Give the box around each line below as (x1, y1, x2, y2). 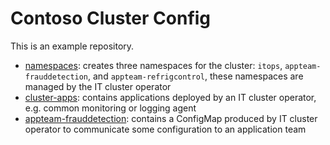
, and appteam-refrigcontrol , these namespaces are (88, 70, 304, 82)
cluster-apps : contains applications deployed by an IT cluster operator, (24, 91, 317, 103)
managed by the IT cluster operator (24, 80, 172, 92)
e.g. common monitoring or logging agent (24, 102, 197, 114)
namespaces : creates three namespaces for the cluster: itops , (24, 59, 283, 71)
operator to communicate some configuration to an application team (24, 123, 307, 135)
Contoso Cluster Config (10, 7, 212, 30)
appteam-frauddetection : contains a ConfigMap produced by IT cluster (24, 112, 318, 124)
